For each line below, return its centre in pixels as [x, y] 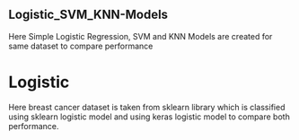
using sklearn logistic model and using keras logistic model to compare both [149, 117]
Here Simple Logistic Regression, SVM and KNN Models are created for [141, 36]
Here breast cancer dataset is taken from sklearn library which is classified [147, 107]
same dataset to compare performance [81, 46]
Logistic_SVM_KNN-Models [88, 15]
